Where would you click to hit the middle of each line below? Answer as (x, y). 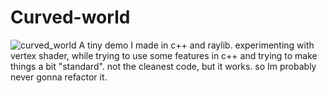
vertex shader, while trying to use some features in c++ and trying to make (164, 55)
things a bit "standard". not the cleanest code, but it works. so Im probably (163, 66)
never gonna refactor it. (59, 77)
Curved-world (70, 17)
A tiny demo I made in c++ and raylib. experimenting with (196, 45)
